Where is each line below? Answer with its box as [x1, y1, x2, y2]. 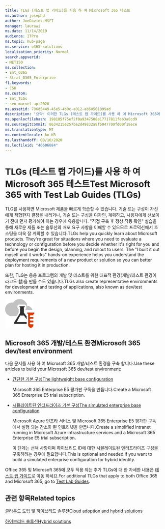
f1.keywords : [5, 81, 32, 86]
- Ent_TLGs [5, 96, 27, 101]
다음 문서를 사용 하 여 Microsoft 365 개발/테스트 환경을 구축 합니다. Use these [5, 360, 155, 366]
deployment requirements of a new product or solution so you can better [5, 257, 152, 263]
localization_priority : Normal [5, 49, 69, 54]
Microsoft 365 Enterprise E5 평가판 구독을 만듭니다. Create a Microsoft [12, 386, 151, 393]
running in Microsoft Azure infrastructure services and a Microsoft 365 [12, 430, 156, 436]
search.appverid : [5, 55, 41, 59]
